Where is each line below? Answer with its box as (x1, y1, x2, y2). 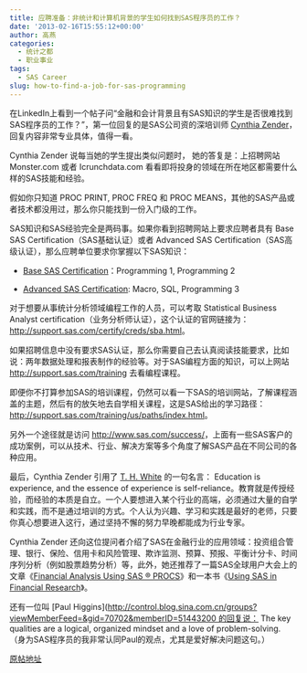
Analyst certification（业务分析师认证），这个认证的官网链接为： (9, 313, 249, 324)
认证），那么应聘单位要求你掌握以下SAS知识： (16, 246, 190, 257)
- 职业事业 (17, 56, 54, 65)
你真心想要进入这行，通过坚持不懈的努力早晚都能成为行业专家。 (9, 517, 249, 528)
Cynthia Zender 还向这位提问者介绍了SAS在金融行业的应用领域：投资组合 (9, 536, 286, 547)
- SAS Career (17, 73, 68, 82)
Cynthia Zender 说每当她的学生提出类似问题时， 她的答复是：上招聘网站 (9, 150, 281, 161)
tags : (9, 65, 30, 74)
